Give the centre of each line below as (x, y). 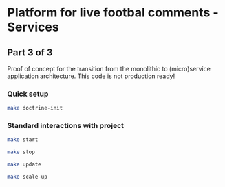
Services (33, 27)
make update (24, 165)
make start (23, 140)
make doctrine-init (35, 108)
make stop (21, 152)
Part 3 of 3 (30, 52)
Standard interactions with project (65, 126)
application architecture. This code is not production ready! (91, 76)
